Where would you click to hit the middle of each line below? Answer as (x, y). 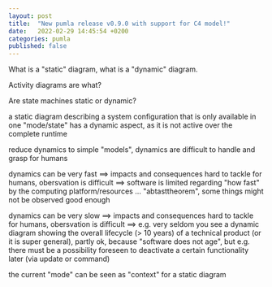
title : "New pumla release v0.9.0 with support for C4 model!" (119, 24)
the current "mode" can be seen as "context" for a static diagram (117, 275)
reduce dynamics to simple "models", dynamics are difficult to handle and (132, 150)
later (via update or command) (59, 259)
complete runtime (38, 134)
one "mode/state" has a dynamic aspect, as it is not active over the (121, 125)
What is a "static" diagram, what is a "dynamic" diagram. (103, 69)
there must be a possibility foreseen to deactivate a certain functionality (129, 250)
